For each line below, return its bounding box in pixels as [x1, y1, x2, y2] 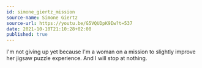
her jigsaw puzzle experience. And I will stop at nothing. [6, 55, 148, 62]
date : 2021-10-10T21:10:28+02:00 [6, 25, 92, 32]
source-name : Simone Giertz [6, 15, 78, 21]
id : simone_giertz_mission [6, 8, 75, 15]
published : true [6, 32, 48, 38]
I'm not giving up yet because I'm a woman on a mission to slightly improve [6, 48, 196, 55]
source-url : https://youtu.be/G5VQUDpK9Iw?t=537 [6, 20, 133, 26]
